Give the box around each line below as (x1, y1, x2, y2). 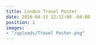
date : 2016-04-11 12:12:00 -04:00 (6, 14, 91, 20)
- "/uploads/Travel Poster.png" (6, 30, 85, 36)
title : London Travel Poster (6, 8, 77, 15)
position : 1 (6, 19, 35, 25)
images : (6, 25, 25, 31)
